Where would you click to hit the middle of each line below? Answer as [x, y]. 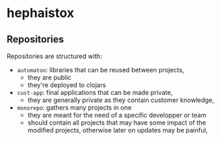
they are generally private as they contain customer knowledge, [121, 100]
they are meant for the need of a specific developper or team [117, 115]
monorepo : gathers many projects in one [74, 107]
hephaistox [41, 13]
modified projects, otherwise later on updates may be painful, [118, 130]
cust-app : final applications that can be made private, [95, 92]
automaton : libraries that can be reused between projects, [101, 70]
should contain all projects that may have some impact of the [117, 123]
